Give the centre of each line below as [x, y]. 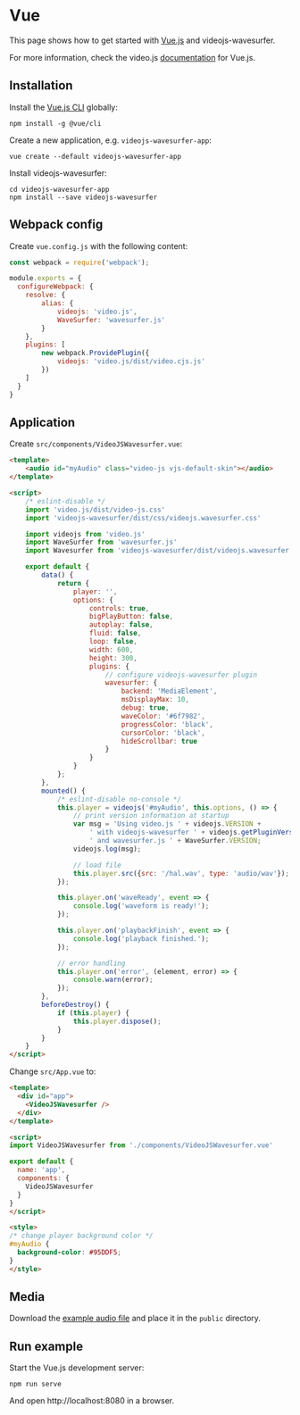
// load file [97, 865]
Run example [46, 1346]
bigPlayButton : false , [131, 617]
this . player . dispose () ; [117, 1021]
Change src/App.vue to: [53, 1071]
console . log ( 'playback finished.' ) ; [141, 938]
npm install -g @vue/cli [55, 123]
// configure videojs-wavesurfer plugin [181, 675]
